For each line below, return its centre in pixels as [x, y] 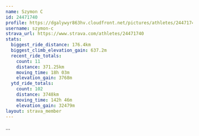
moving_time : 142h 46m [44, 100]
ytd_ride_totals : [32, 84]
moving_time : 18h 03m [43, 72]
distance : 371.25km [40, 67]
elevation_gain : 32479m [46, 105]
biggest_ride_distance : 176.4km [51, 45]
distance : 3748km [38, 94]
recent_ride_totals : [36, 56]
